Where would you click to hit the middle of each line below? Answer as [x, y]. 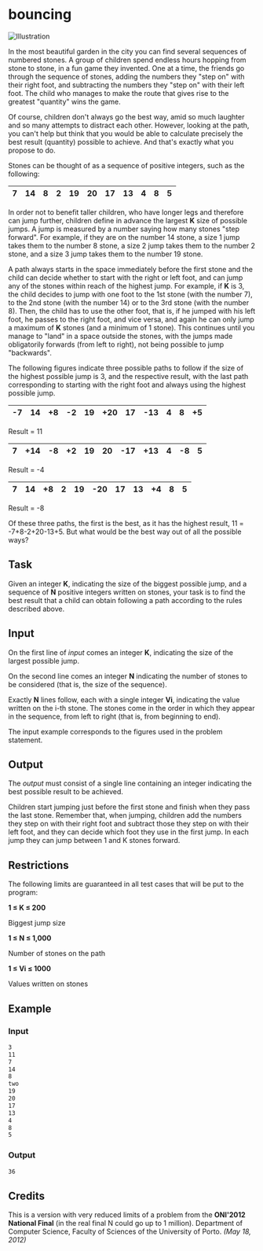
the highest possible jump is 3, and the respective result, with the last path [128, 376]
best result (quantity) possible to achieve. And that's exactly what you [121, 142]
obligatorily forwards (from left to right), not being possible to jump [116, 344]
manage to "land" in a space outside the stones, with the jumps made [121, 336]
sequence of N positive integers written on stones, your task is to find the [127, 592]
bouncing [40, 15]
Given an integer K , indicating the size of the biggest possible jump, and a [128, 583]
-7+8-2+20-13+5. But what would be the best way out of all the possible [125, 532]
